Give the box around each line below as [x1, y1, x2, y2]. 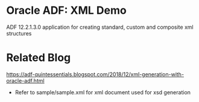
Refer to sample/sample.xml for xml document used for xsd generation [14, 88, 191, 96]
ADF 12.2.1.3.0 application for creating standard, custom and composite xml [6, 23, 194, 31]
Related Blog [6, 51, 71, 65]
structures [6, 29, 32, 37]
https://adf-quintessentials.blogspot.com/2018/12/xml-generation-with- [6, 70, 185, 78]
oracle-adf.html [6, 77, 45, 84]
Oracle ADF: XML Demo [6, 4, 127, 17]
